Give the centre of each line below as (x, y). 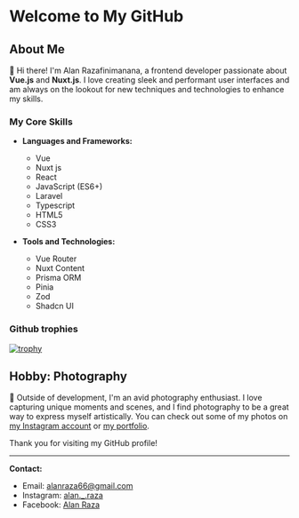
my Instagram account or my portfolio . (79, 426)
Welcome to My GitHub (97, 16)
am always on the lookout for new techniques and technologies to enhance (147, 89)
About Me (37, 49)
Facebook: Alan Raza (61, 505)
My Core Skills (41, 122)
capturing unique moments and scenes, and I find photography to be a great (149, 407)
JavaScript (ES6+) (69, 187)
